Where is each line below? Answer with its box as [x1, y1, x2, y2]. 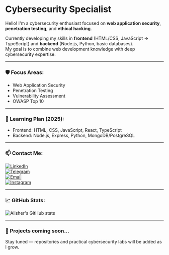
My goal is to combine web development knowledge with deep [5, 46, 135, 52]
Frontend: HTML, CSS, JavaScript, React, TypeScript [12, 127, 122, 133]
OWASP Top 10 [12, 98, 44, 104]
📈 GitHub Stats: [5, 197, 45, 204]
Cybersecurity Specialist [5, 4, 112, 15]
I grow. [5, 244, 19, 250]
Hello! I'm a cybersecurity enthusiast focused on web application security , [5, 20, 161, 26]
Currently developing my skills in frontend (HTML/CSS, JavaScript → [5, 35, 149, 41]
